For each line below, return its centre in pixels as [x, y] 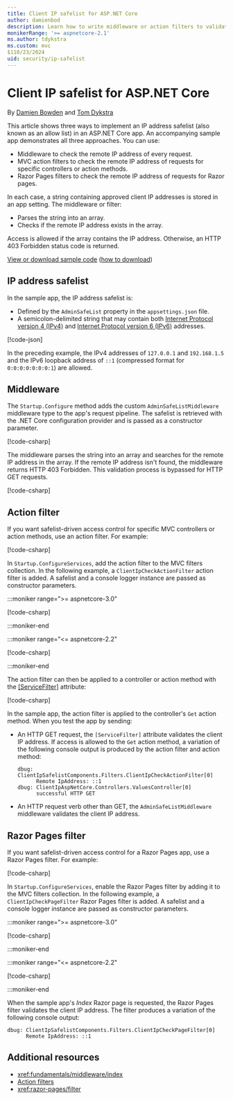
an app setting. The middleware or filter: [64, 204]
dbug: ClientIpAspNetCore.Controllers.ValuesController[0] [104, 788]
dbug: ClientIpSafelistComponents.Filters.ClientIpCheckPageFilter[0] [111, 1030]
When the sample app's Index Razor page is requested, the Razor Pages [110, 1002]
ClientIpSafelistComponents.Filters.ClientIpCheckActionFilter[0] [115, 775]
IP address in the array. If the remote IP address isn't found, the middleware [115, 463]
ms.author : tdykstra [37, 40]
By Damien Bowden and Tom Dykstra [60, 112]
